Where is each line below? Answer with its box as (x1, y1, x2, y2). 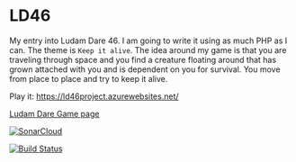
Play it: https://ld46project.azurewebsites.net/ (9, 91, 179, 102)
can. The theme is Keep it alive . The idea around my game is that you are (9, 44, 287, 55)
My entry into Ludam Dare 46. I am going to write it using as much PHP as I (9, 35, 288, 46)
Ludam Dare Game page (9, 108, 100, 119)
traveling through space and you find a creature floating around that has (9, 54, 277, 65)
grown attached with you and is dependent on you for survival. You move (9, 64, 281, 75)
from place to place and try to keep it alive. (9, 73, 168, 84)
